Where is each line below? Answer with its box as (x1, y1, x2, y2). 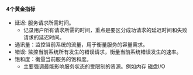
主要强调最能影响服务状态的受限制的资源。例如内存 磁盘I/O (23, 63, 166, 70)
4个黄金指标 (6, 5, 36, 12)
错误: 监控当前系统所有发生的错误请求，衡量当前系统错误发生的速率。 (14, 48, 182, 55)
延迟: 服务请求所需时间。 (14, 19, 74, 26)
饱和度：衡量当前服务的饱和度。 (14, 56, 92, 63)
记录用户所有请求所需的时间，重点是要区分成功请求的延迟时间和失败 (23, 27, 188, 34)
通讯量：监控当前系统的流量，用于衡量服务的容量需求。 (14, 41, 148, 48)
